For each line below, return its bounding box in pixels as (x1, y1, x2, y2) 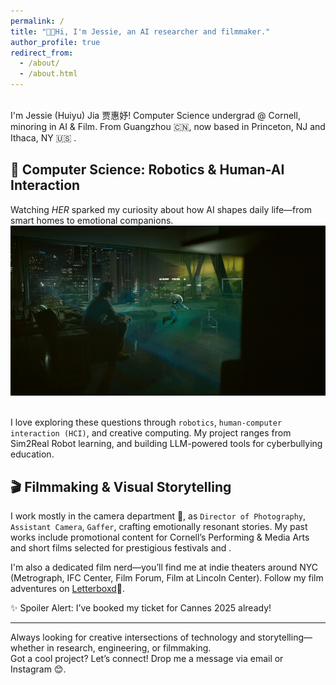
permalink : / (10, 16, 65, 26)
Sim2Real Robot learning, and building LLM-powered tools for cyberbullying (10, 438, 323, 450)
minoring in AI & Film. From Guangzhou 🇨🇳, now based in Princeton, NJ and (10, 121, 326, 132)
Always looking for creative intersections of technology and (10, 631, 256, 644)
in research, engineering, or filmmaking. (46, 642, 212, 654)
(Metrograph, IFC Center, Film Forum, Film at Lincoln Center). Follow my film (10, 572, 324, 584)
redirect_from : (10, 48, 74, 58)
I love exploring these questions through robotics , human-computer (10, 416, 283, 429)
